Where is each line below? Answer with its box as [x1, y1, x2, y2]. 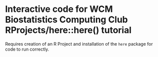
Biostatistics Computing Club [5, 14, 128, 25]
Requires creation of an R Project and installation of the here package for [5, 41, 153, 47]
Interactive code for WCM [5, 3, 113, 15]
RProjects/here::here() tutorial [5, 25, 132, 36]
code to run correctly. [5, 46, 49, 52]
